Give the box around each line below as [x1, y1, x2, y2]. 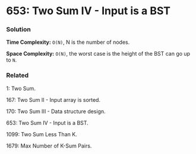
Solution [6, 25, 31, 34]
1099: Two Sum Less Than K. [6, 130, 77, 137]
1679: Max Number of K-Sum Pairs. [6, 142, 92, 149]
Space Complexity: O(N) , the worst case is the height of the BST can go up [6, 50, 191, 57]
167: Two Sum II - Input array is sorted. [6, 96, 101, 103]
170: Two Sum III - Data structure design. [6, 108, 106, 115]
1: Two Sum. [6, 85, 36, 92]
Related [6, 71, 29, 79]
